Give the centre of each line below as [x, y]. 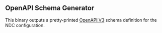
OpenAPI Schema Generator [50, 8]
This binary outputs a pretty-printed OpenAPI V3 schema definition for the [81, 20]
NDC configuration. [25, 25]
